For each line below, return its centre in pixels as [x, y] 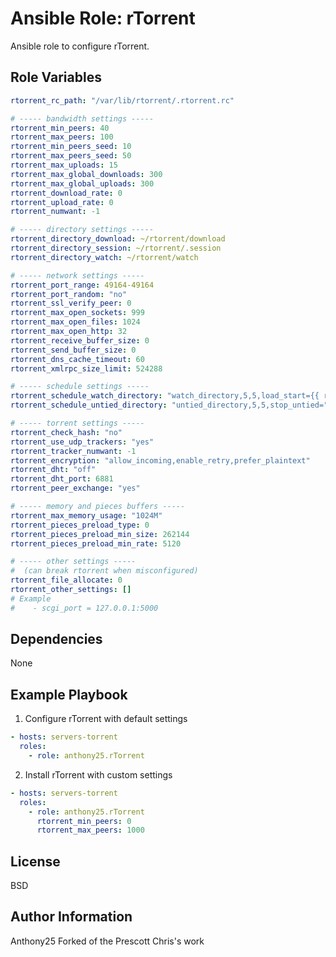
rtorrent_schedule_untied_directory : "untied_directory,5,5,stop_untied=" [169, 405]
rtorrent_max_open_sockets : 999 [77, 313]
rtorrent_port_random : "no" [69, 294]
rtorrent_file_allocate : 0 [66, 580]
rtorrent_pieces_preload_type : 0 [80, 525]
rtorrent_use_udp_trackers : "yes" [82, 442]
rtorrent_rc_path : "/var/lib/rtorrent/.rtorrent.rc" [122, 100]
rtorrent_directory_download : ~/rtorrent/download [118, 239]
